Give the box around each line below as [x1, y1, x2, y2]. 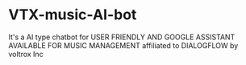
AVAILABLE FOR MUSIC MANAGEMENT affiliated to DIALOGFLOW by [8, 40, 239, 50]
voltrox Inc [8, 49, 44, 59]
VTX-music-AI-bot [8, 6, 137, 24]
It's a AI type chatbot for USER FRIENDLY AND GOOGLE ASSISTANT [8, 32, 236, 42]
